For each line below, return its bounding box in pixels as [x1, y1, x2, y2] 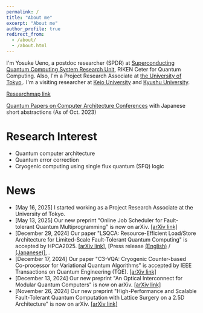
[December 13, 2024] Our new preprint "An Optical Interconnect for [14, 274, 183, 282]
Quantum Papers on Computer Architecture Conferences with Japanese [6, 102, 186, 109]
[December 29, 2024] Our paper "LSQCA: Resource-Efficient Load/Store [14, 229, 196, 237]
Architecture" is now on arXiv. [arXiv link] [14, 300, 118, 308]
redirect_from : [6, 31, 45, 38]
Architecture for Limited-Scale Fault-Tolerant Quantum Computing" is [14, 236, 188, 243]
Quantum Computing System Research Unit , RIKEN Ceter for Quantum [6, 65, 181, 73]
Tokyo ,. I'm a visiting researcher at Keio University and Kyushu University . [6, 78, 190, 85]
